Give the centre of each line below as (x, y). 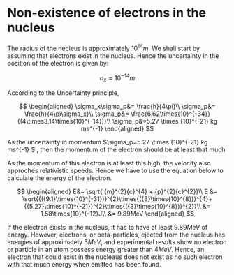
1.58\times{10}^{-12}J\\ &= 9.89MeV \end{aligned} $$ (117, 214)
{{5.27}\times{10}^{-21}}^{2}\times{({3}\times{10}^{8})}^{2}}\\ (112, 207)
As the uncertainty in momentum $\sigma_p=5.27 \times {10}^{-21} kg (108, 142)
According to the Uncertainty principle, (63, 93)
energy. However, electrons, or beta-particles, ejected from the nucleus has (116, 235)
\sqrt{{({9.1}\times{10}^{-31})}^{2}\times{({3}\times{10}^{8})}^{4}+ (117, 199)
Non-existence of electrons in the (107, 13)
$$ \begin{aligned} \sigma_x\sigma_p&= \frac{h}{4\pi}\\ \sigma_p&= (117, 107)
